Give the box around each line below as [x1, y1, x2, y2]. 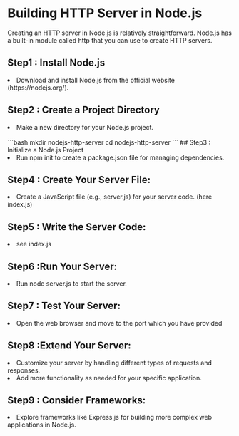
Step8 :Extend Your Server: [7, 340, 132, 352]
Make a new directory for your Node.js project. [16, 123, 154, 131]
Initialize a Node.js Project [7, 145, 84, 154]
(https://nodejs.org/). [7, 83, 69, 92]
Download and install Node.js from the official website [16, 76, 175, 84]
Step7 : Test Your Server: [7, 300, 121, 312]
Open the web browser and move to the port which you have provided [16, 318, 223, 327]
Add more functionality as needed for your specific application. [16, 373, 202, 382]
